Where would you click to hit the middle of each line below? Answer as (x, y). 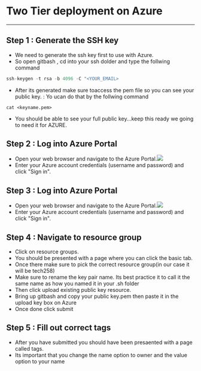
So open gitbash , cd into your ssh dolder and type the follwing (92, 61)
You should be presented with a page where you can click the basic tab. (104, 258)
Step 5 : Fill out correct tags (59, 328)
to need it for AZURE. (41, 125)
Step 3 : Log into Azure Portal (62, 190)
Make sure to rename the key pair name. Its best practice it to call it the (102, 278)
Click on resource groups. (47, 252)
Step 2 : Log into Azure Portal (62, 144)
